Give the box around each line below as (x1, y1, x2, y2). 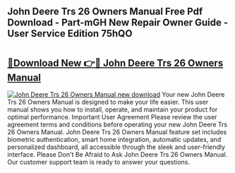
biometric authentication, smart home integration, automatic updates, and (7, 136, 222, 143)
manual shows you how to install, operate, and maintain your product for (7, 105, 218, 114)
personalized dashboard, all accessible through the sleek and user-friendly (7, 143, 226, 151)
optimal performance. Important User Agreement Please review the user (7, 113, 217, 121)
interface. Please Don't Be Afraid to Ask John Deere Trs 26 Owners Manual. (7, 150, 228, 158)
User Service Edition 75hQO (7, 28, 133, 40)
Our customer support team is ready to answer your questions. (7, 158, 191, 166)
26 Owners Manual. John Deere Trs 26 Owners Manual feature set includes (7, 128, 227, 136)
